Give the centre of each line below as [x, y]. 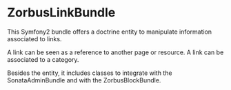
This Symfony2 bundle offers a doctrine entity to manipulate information [110, 32]
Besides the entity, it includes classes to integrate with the [90, 73]
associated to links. [34, 38]
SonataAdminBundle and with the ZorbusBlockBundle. [84, 80]
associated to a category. [43, 59]
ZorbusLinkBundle [61, 13]
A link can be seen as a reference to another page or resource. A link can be [115, 52]
